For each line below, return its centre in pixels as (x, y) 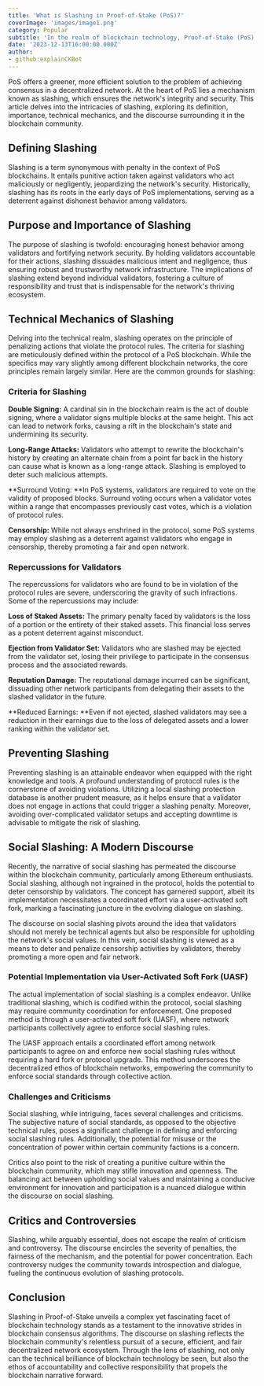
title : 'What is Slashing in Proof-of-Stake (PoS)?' (96, 15)
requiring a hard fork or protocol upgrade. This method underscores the (125, 1060)
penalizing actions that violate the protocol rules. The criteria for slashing (126, 346)
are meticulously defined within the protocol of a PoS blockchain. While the (130, 355)
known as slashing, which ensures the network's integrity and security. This (131, 98)
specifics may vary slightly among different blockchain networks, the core (128, 363)
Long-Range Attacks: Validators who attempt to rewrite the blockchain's (126, 449)
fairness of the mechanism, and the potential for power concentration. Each (130, 1256)
